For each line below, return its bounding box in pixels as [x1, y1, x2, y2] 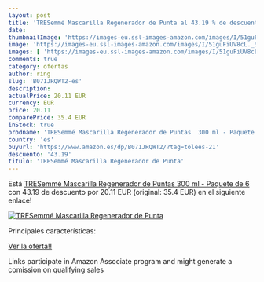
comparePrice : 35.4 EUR [8, 114, 86, 122]
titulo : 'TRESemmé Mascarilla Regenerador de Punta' [8, 158, 185, 166]
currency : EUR [8, 99, 55, 107]
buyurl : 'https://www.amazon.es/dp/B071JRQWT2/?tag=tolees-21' [8, 143, 220, 151]
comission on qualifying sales [8, 265, 104, 275]
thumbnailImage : [8, 33, 61, 42]
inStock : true [8, 121, 55, 129]
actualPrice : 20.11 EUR [8, 92, 86, 100]
